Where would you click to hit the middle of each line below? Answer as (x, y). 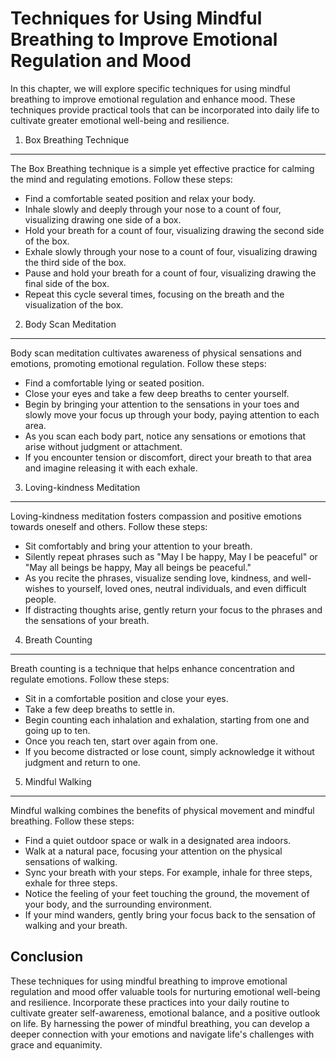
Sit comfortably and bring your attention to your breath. (138, 546)
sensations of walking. (71, 861)
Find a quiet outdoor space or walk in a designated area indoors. (158, 840)
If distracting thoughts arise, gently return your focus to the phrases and (173, 609)
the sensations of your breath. (87, 620)
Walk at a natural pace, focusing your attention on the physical (153, 851)
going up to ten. (57, 730)
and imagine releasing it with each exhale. (111, 468)
